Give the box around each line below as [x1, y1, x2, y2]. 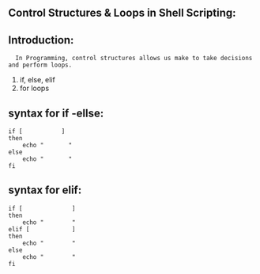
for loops [19, 83, 50, 93]
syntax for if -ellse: [8, 106, 104, 120]
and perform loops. [8, 61, 73, 70]
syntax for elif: [8, 184, 82, 197]
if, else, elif [19, 75, 55, 85]
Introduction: [8, 33, 74, 47]
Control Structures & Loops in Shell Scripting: [8, 6, 236, 20]
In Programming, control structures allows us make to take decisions [15, 55, 253, 63]
